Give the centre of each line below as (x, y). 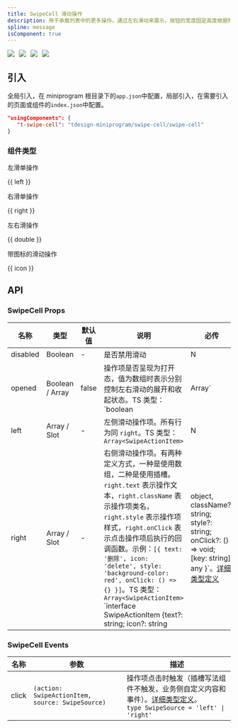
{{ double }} (25, 239)
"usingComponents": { (39, 118)
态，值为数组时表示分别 (143, 379)
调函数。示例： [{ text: (143, 549)
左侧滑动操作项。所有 (139, 422)
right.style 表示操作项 (143, 517)
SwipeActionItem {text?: (143, 615)
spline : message (31, 27)
